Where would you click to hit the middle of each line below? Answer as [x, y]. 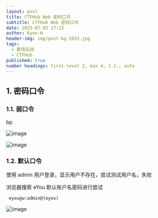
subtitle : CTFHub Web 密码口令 [42, 22]
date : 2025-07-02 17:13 [35, 28]
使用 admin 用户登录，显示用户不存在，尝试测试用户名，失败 [79, 175]
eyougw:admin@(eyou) [34, 198]
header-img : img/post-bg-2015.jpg [48, 39]
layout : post [22, 11]
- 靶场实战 [23, 50]
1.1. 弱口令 [20, 109]
